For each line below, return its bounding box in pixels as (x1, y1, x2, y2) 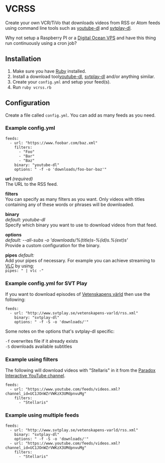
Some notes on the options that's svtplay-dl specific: (5, 328, 115, 335)
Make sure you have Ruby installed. (12, 68, 87, 74)
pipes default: (5, 252, 35, 258)
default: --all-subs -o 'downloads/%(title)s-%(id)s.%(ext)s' (5, 237, 128, 243)
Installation (5, 55, 41, 63)
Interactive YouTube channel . (5, 373, 66, 379)
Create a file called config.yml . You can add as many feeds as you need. (5, 112, 156, 118)
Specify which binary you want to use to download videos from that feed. (5, 222, 157, 228)
